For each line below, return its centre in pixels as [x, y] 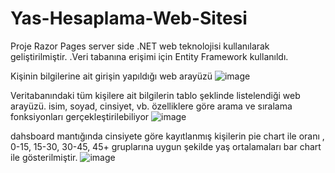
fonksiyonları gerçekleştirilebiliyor [80, 116]
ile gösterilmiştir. [44, 157]
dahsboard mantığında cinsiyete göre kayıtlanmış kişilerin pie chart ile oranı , [167, 136]
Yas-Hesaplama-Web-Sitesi [129, 18]
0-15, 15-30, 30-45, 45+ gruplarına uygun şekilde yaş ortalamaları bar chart [166, 146]
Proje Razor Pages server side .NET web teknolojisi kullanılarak [140, 46]
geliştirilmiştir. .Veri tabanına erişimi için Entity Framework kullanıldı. [149, 56]
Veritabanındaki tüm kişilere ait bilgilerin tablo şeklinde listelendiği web [155, 95]
